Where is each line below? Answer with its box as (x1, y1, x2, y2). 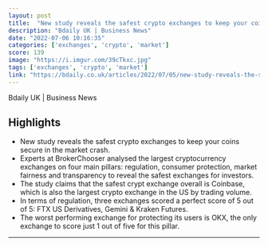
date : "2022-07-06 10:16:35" (8, 33, 105, 42)
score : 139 (8, 49, 45, 57)
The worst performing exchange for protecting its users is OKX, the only (19, 213, 258, 223)
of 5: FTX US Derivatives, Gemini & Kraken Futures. (19, 205, 189, 214)
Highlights (8, 116, 61, 130)
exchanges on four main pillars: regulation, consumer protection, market (19, 162, 258, 172)
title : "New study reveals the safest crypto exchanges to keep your (8, 19, 248, 27)
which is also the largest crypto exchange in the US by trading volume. (19, 188, 253, 197)
